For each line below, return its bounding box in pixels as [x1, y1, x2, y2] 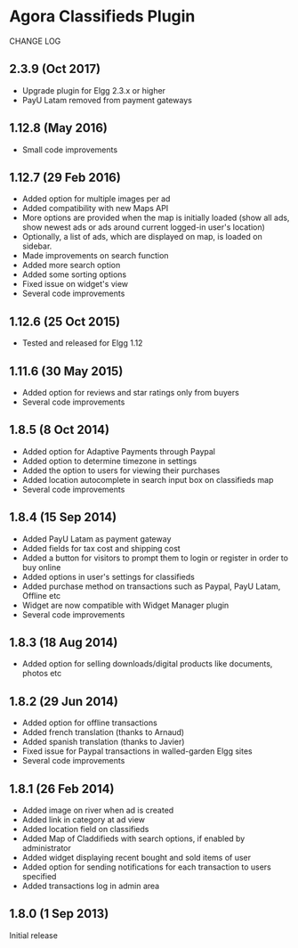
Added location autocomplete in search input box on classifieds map [21, 474, 274, 485]
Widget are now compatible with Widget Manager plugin [21, 600, 230, 610]
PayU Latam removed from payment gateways [21, 94, 193, 105]
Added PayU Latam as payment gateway [21, 533, 172, 544]
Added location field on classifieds [21, 824, 149, 835]
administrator [21, 843, 71, 854]
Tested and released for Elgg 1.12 [21, 338, 143, 348]
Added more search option [21, 260, 121, 271]
